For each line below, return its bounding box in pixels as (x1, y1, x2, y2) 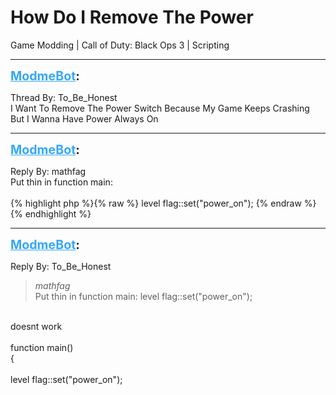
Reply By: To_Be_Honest (10, 260, 112, 272)
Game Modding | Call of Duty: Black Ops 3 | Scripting (10, 39, 230, 51)
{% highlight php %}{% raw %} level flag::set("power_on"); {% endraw (10, 197, 302, 209)
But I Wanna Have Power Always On (10, 112, 159, 125)
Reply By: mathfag (10, 165, 87, 177)
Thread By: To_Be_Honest (10, 91, 118, 103)
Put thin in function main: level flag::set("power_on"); (34, 290, 253, 302)
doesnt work (10, 320, 63, 332)
